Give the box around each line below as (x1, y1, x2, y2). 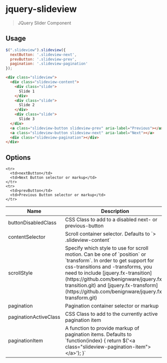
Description (101, 208, 129, 215)
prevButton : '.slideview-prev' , (10, 57, 77, 62)
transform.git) (64, 294, 97, 301)
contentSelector (8, 233, 46, 240)
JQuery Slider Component (17, 20, 71, 26)
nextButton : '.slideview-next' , (10, 52, 77, 57)
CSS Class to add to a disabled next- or (64, 216, 158, 223)
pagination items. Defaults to (64, 331, 132, 338)
